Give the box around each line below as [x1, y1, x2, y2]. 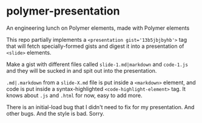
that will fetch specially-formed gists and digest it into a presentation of [6, 42, 184, 50]
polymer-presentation [6, 4, 120, 18]
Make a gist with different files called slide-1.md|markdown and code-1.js [6, 61, 188, 68]
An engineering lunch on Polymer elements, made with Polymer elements [6, 24, 190, 32]
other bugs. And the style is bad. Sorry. [6, 110, 104, 117]
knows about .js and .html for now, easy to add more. [6, 91, 143, 99]
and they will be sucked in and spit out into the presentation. [6, 67, 157, 74]
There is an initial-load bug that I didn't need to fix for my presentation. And [6, 103, 195, 110]
